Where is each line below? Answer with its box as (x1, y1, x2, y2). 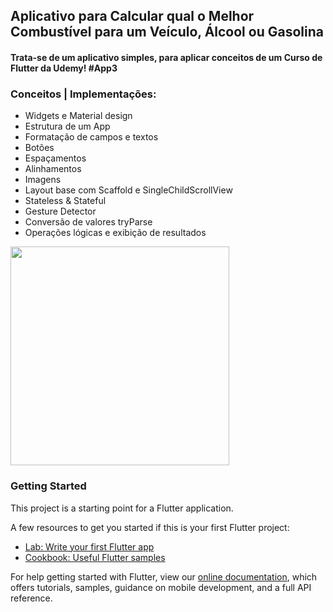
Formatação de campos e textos (24, 131, 159, 143)
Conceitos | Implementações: (10, 87, 157, 101)
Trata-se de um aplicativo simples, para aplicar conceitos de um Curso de (10, 51, 323, 63)
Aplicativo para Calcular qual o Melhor (10, 8, 255, 25)
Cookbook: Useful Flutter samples (24, 551, 166, 563)
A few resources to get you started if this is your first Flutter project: (10, 521, 290, 533)
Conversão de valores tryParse (24, 216, 153, 228)
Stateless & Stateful (24, 195, 107, 207)
